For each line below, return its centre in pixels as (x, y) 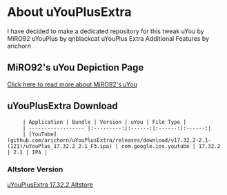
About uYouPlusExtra (69, 12)
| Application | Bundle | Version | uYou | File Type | (105, 122)
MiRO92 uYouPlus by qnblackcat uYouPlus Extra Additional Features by (108, 38)
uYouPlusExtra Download (63, 106)
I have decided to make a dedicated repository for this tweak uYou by (106, 31)
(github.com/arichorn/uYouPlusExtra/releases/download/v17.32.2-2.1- (109, 140)
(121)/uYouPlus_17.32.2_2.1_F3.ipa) (60, 146)
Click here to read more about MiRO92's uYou (72, 84)
